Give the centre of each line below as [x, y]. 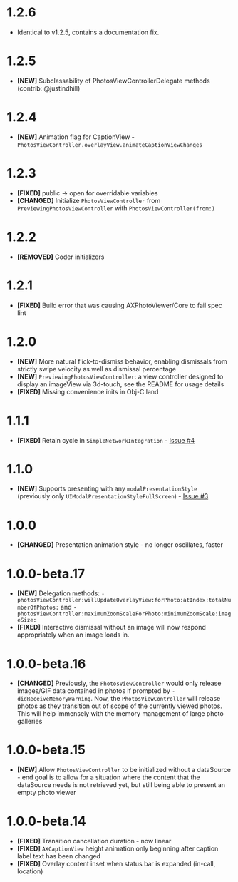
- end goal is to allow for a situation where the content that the [108, 777]
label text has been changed [59, 856]
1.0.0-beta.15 [46, 750]
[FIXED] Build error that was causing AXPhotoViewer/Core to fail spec [119, 305]
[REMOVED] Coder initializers [61, 257]
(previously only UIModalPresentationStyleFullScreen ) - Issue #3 [113, 496]
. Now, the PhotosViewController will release [156, 699]
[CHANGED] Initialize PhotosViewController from [89, 200]
